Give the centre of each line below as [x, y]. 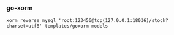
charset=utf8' [25, 26]
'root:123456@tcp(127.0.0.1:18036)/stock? [113, 21]
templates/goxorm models [77, 26]
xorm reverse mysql [31, 21]
